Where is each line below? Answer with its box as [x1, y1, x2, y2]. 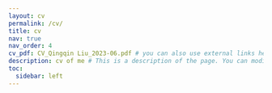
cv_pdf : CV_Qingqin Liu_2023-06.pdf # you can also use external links [8, 49, 255, 57]
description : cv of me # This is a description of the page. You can [8, 57, 249, 66]
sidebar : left [15, 72, 63, 80]
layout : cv [8, 11, 45, 20]
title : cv [8, 27, 42, 35]
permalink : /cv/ [8, 19, 63, 27]
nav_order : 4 [8, 42, 53, 50]
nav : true [8, 34, 42, 43]
